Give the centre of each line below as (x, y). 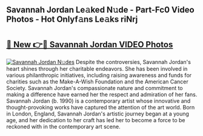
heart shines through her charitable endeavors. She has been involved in (97, 69)
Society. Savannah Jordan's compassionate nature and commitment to (95, 88)
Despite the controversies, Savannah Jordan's (133, 62)
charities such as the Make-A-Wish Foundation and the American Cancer (98, 82)
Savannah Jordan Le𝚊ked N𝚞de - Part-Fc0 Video (101, 10)
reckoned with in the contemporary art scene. (63, 127)
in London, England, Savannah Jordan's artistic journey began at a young (98, 114)
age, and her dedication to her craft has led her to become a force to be (96, 120)
